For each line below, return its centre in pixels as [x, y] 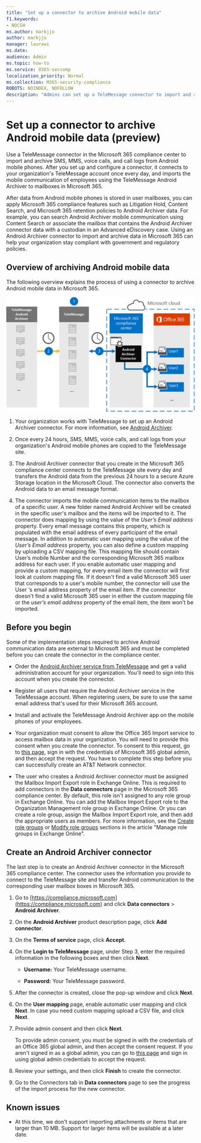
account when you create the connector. [65, 679]
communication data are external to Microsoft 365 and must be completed [98, 648]
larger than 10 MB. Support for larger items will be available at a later [99, 1128]
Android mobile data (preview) [83, 138]
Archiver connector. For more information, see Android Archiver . [94, 428]
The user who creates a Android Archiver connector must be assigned [101, 776]
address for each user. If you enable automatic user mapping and [95, 564]
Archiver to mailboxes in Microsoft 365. [54, 186]
